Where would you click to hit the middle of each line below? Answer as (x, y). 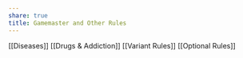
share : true (28, 15)
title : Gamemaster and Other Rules (68, 23)
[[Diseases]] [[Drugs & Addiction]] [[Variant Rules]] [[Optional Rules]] (122, 45)
